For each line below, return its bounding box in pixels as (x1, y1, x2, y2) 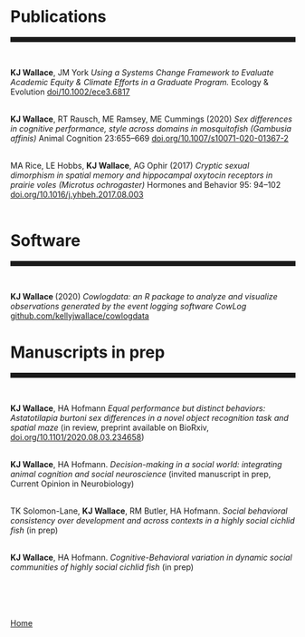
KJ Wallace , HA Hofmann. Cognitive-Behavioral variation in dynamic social (10, 552, 292, 563)
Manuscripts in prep (10, 342, 166, 363)
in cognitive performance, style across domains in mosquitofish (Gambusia (10, 122, 292, 133)
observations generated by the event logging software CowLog (10, 300, 247, 311)
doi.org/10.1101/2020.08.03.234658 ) (10, 431, 145, 442)
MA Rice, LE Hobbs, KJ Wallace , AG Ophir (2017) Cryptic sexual (10, 160, 250, 171)
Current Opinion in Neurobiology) (10, 478, 135, 489)
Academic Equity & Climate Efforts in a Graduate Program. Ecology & (10, 76, 270, 87)
